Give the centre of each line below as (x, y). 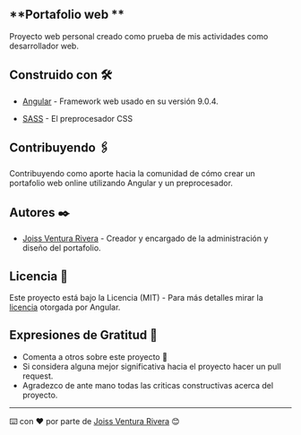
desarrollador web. (44, 46)
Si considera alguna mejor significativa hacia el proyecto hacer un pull (151, 366)
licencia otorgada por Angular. (65, 307)
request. (38, 376)
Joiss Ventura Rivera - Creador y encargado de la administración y (145, 239)
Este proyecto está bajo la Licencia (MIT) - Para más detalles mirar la (137, 298)
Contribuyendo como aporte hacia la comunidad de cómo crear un (132, 174)
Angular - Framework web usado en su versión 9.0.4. (120, 101)
